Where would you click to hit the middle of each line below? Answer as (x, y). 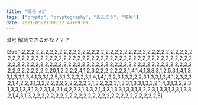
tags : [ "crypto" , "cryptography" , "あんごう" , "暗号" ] (72, 17)
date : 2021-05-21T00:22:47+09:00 (47, 22)
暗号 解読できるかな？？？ (38, 40)
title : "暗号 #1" (27, 12)
